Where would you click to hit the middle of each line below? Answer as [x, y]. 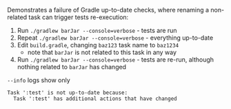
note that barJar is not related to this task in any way [102, 52]
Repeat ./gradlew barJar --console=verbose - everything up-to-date [115, 38]
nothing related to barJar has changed [71, 67]
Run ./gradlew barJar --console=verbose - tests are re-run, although [115, 60]
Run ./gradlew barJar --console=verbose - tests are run [97, 31]
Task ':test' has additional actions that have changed [95, 99]
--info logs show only [39, 80]
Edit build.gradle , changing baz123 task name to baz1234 [98, 45]
